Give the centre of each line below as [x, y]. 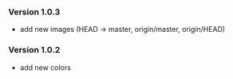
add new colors [45, 67]
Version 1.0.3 [34, 12]
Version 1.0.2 [34, 50]
